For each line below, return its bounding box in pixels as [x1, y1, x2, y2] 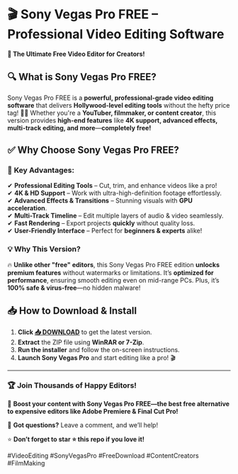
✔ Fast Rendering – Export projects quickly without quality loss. [7, 219, 195, 227]
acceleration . [7, 204, 47, 213]
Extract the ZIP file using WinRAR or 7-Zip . [17, 338, 144, 346]
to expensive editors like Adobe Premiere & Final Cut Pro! [7, 407, 178, 415]
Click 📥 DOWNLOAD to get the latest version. [17, 327, 152, 336]
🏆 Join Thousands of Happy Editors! [7, 380, 137, 390]
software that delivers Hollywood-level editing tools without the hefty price [7, 101, 230, 109]
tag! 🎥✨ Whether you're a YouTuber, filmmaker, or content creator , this [7, 108, 217, 117]
